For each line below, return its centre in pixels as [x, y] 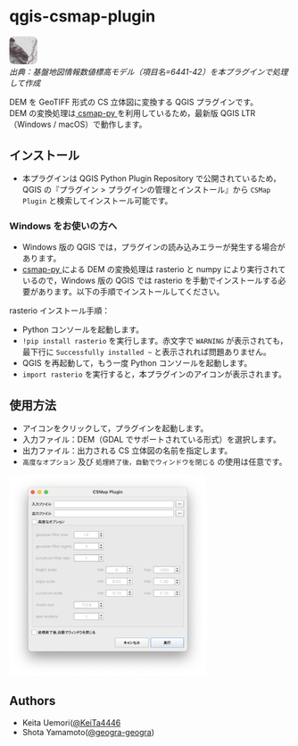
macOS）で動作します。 [102, 124]
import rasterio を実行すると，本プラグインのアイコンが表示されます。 [154, 374]
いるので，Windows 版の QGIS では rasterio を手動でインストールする [150, 281]
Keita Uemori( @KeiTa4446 [71, 722]
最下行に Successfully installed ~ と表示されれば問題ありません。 [147, 352]
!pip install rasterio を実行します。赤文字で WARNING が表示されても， [155, 341]
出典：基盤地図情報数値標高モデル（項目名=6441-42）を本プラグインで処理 [149, 72]
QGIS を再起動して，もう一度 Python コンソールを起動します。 [137, 363]
